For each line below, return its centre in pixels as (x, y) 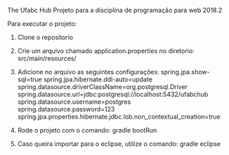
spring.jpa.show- (185, 72)
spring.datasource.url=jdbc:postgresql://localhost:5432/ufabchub (113, 94)
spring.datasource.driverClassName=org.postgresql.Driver (103, 87)
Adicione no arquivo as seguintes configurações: (88, 72)
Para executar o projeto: (42, 23)
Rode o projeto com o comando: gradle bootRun (87, 130)
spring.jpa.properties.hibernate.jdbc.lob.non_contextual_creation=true (119, 116)
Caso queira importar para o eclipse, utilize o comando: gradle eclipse (119, 144)
